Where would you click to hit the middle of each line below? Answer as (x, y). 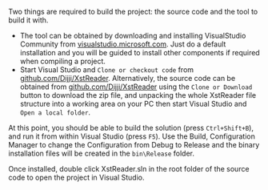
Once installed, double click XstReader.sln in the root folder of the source (129, 169)
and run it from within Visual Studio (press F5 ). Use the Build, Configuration (132, 136)
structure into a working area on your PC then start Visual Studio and (133, 104)
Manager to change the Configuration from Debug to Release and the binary (134, 145)
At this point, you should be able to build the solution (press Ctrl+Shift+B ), (131, 128)
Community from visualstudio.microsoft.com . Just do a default (123, 44)
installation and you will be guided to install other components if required (140, 53)
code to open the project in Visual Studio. (76, 177)
